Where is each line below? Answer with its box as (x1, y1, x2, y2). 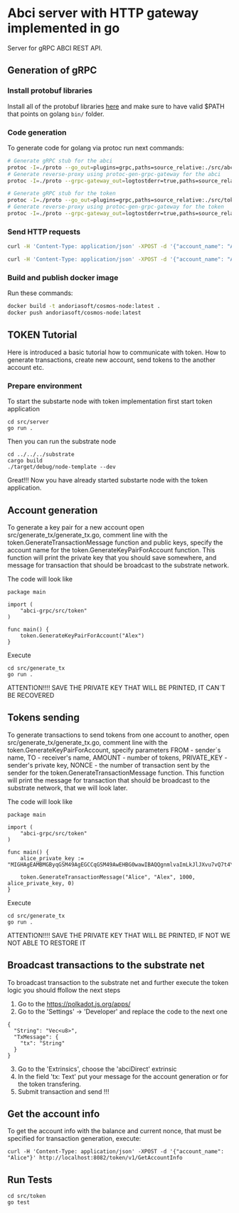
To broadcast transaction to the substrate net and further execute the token (7, 978, 229, 986)
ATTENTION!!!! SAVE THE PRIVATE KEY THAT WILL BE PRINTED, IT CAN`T (7, 683, 225, 692)
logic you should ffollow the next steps (7, 986, 121, 994)
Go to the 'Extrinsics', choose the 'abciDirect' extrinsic (17, 1064, 177, 1073)
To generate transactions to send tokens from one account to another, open (7, 731, 230, 739)
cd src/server (7, 418, 50, 425)
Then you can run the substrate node (7, 437, 117, 446)
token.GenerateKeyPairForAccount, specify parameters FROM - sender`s (7, 745, 221, 754)
